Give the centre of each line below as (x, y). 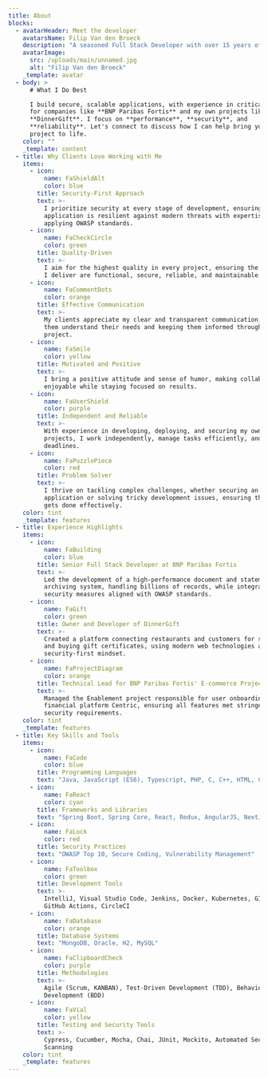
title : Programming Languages (87, 773)
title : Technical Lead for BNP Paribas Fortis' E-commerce (137, 684)
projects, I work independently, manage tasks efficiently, (146, 438)
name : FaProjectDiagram (83, 668)
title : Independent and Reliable (93, 416)
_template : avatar (53, 75)
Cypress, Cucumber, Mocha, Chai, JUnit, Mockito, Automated (146, 1040)
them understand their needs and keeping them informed (138, 327)
